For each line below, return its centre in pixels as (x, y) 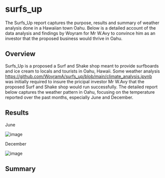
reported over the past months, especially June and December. (69, 97)
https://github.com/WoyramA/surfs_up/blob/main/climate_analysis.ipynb (79, 76)
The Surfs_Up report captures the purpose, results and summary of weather (82, 23)
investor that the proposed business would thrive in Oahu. (64, 38)
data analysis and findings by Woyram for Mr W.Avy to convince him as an (80, 33)
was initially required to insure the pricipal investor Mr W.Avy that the (75, 81)
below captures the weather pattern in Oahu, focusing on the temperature (80, 92)
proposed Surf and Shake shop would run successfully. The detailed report (81, 87)
